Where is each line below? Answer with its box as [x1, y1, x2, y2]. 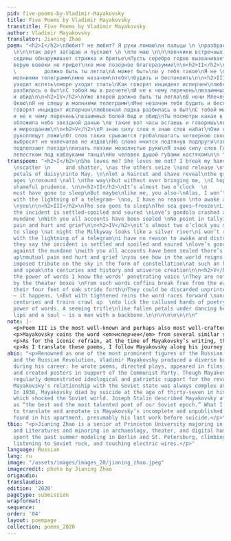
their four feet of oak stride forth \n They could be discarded [13, 286, 198, 293]
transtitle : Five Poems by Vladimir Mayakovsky [7, 23, 146, 30]
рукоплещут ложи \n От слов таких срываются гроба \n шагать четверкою [13, 132, 211, 139]
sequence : [7, 504, 36, 511]
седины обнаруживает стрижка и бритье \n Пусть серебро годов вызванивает [13, 55, 226, 62]
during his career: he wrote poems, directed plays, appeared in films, [13, 363, 226, 370]
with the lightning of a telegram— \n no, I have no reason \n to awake [13, 196, 220, 204]
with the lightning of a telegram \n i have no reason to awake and [13, 235, 208, 242]
